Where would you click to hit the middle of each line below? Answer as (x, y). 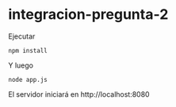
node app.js (28, 79)
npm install (28, 50)
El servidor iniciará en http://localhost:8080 (79, 94)
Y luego (21, 65)
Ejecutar (22, 36)
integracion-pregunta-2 (88, 15)
